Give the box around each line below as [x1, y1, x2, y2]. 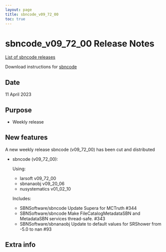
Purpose [5, 106, 32, 114]
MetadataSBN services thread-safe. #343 [19, 215, 106, 221]
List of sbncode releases [5, 54, 55, 60]
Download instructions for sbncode [5, 64, 77, 70]
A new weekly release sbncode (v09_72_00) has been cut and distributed [5, 146, 155, 152]
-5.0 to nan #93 [19, 226, 52, 232]
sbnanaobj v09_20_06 [19, 181, 65, 187]
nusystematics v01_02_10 [19, 186, 71, 191]
